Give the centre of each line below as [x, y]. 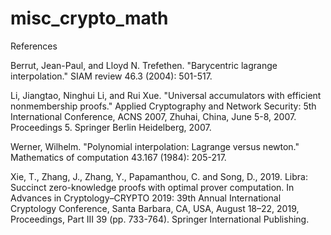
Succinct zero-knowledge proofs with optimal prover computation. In [152, 187]
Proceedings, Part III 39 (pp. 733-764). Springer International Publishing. [160, 219]
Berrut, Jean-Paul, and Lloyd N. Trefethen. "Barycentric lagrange [144, 65]
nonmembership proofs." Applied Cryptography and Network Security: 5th [163, 106]
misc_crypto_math [89, 18]
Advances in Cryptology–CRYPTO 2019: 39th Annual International [146, 198]
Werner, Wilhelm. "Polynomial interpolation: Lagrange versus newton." [155, 146]
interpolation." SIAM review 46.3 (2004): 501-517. [111, 76]
